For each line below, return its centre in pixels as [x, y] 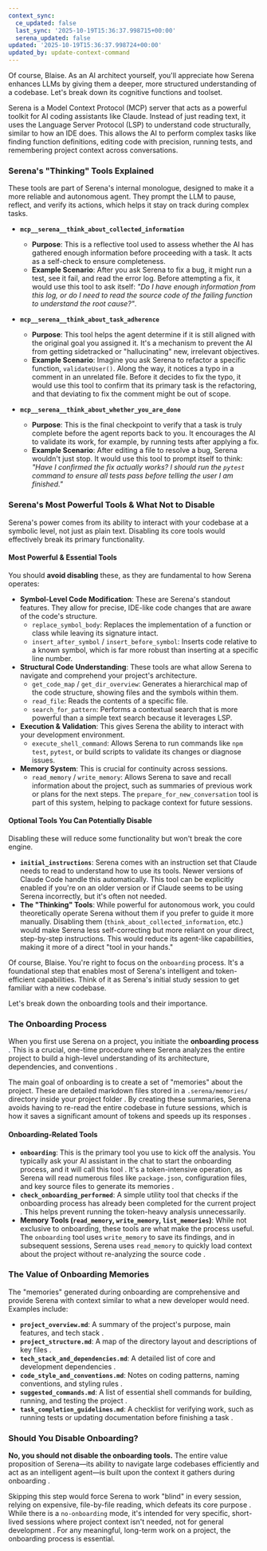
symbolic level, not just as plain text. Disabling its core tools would [117, 530]
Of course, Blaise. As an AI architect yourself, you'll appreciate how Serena [132, 75]
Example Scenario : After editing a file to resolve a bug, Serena [134, 451]
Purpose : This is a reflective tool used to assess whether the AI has [143, 245]
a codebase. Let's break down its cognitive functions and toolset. [116, 92]
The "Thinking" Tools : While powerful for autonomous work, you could [137, 905]
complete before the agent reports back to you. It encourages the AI [144, 433]
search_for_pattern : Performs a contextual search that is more [135, 709]
